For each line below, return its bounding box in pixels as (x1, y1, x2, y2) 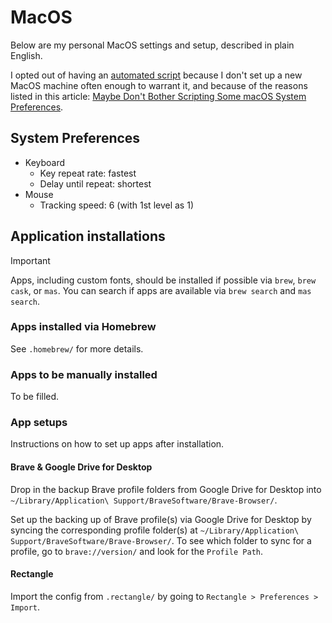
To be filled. (10, 391, 60, 403)
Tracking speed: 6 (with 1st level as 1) (39, 199, 194, 211)
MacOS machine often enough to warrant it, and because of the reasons (10, 79, 308, 91)
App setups (10, 416, 68, 430)
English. (10, 49, 43, 61)
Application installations (10, 228, 166, 245)
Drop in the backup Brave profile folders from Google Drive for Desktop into (10, 483, 322, 495)
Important (10, 254, 51, 266)
